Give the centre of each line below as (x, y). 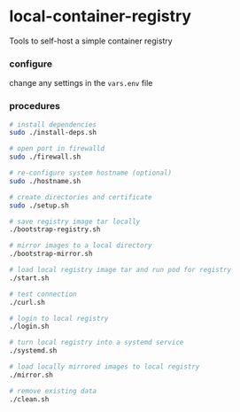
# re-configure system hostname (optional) (91, 173)
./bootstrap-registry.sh (55, 229)
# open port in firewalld (57, 149)
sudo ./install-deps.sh (53, 133)
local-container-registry (101, 16)
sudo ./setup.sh (39, 206)
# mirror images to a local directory (81, 245)
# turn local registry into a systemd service (97, 343)
